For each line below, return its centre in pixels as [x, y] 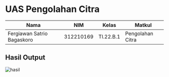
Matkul [143, 25]
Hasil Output [25, 58]
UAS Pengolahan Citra [52, 9]
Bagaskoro [21, 39]
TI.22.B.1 [109, 36]
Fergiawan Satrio [28, 33]
